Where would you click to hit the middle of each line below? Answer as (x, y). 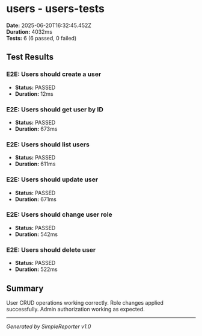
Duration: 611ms (35, 164)
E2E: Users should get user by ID (55, 109)
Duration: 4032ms (29, 31)
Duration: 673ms (36, 129)
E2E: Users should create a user (54, 74)
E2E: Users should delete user (51, 250)
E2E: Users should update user (52, 179)
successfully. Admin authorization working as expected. (76, 309)
